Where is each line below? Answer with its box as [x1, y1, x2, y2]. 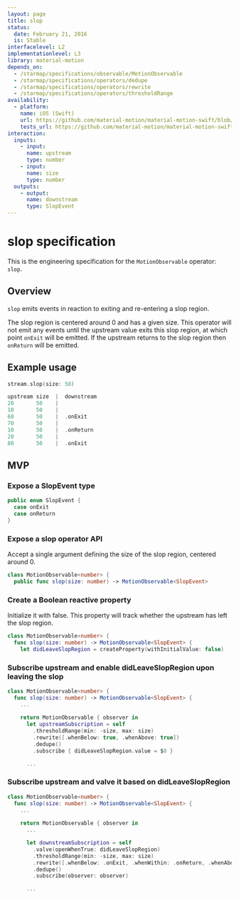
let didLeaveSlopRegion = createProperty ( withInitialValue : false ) [20, 646, 224, 653]
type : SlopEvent [26, 203, 75, 210]
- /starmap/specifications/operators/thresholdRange [14, 90, 174, 97]
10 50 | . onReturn [7, 426, 94, 434]
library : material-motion [7, 57, 84, 64]
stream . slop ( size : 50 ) [7, 380, 75, 387]
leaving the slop [7, 671, 64, 681]
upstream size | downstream [7, 393, 97, 400]
